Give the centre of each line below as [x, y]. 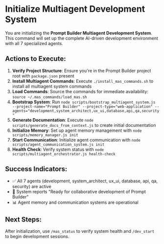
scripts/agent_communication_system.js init [58, 145]
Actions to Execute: [35, 59]
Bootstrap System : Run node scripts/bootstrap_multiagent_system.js [84, 102]
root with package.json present [43, 76]
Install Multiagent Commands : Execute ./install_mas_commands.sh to [83, 81]
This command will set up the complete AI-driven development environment [82, 38]
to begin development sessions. [37, 237]
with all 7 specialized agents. [34, 43]
